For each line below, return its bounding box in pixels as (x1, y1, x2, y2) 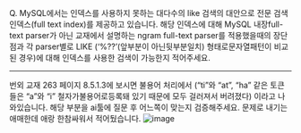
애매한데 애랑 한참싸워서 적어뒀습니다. (9, 113, 142, 123)
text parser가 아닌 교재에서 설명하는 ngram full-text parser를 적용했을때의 (9, 30, 271, 40)
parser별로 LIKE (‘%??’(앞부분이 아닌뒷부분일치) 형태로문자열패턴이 (35, 41, 272, 52)
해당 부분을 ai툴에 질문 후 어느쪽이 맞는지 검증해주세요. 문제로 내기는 (49, 102, 288, 112)
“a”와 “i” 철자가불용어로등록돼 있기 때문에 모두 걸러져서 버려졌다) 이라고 (25, 91, 276, 101)
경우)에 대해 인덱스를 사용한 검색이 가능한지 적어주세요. (18, 53, 211, 62)
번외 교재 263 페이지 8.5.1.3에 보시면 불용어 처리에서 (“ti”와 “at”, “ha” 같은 (9, 79, 269, 90)
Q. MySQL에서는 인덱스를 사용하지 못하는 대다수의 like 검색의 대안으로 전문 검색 (9, 8, 288, 18)
